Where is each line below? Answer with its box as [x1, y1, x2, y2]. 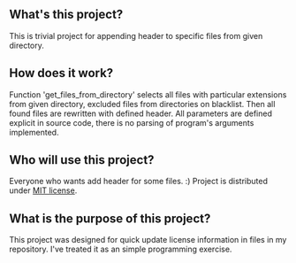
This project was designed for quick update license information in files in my [9, 235, 287, 245]
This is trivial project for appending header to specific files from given [9, 30, 263, 41]
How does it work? [9, 66, 114, 81]
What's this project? [9, 7, 124, 22]
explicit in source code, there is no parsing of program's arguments [9, 117, 254, 128]
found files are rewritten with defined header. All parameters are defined [9, 108, 272, 119]
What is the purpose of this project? [9, 211, 211, 226]
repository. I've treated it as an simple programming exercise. [9, 244, 232, 255]
